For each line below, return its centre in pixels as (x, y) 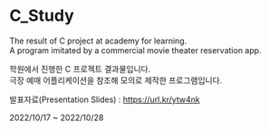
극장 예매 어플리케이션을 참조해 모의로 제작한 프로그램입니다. (116, 80)
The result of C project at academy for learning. (98, 41)
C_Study (42, 16)
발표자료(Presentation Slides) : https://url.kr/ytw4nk (105, 99)
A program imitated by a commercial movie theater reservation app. (135, 50)
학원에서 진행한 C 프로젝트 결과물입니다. (80, 69)
